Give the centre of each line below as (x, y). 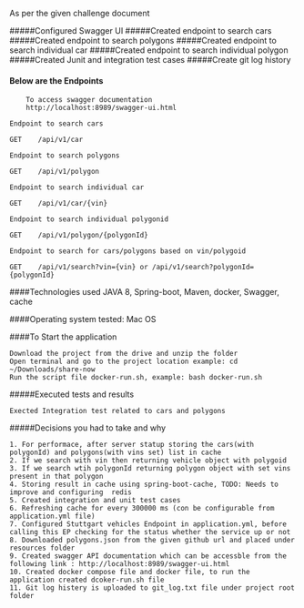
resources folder (42, 548)
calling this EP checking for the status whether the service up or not (150, 532)
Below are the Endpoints (56, 80)
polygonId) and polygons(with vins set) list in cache (116, 453)
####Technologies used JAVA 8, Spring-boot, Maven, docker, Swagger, (144, 292)
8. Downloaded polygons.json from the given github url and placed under (152, 541)
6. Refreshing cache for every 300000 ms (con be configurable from (142, 509)
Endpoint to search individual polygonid (89, 219)
